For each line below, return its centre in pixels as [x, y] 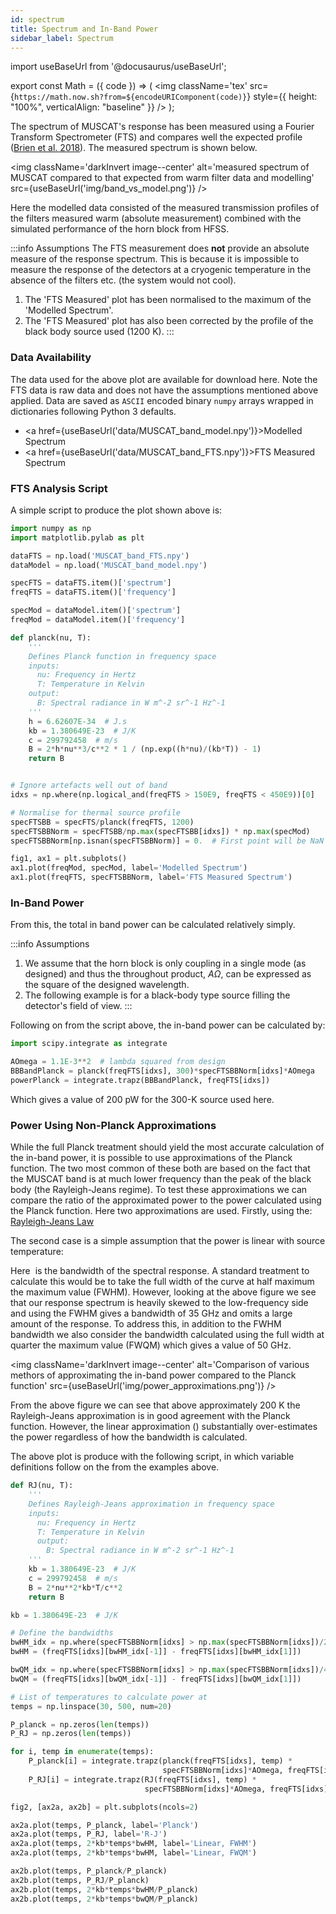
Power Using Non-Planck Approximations [113, 1125]
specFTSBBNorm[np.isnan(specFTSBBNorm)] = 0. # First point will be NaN [167, 841]
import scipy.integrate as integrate [89, 1044]
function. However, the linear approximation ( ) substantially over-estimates [164, 1427]
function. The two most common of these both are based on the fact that [160, 1168]
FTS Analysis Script [59, 488]
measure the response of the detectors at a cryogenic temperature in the [161, 270]
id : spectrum [37, 19]
